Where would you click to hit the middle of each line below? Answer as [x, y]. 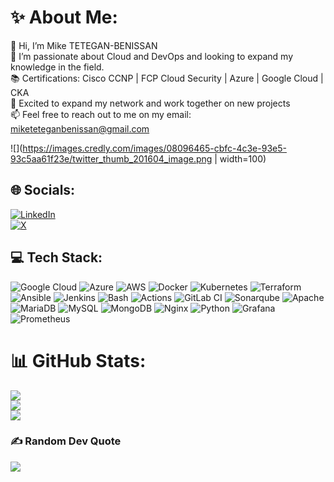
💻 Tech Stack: [56, 257]
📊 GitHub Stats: [78, 360]
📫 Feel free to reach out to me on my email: [101, 114]
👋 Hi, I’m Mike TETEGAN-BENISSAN [84, 45]
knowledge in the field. [57, 67]
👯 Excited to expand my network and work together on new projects [150, 103]
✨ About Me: [64, 17]
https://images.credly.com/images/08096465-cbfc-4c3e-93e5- [154, 148]
